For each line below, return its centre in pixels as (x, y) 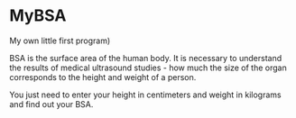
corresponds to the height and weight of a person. (103, 77)
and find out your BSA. (51, 104)
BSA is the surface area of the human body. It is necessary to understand (146, 58)
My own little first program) (60, 41)
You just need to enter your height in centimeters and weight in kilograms (145, 95)
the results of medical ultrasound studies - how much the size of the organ (148, 68)
